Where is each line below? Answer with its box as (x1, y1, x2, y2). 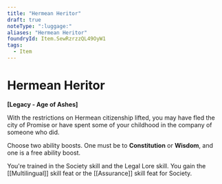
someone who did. (7, 128, 60, 136)
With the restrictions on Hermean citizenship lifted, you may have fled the (7, 114, 215, 122)
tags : (7, 42, 23, 49)
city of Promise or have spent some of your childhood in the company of (7, 120, 212, 129)
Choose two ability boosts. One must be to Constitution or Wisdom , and (7, 141, 213, 149)
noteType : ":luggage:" (7, 23, 72, 29)
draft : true (7, 16, 41, 23)
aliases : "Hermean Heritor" (7, 29, 88, 36)
